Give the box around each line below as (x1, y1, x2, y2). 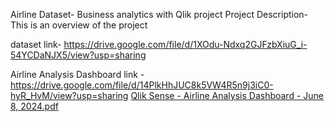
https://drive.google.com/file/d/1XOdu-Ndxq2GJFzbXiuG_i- (63, 39, 308, 50)
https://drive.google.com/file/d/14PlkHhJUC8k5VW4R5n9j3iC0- (10, 79, 274, 91)
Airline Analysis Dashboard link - (10, 69, 145, 80)
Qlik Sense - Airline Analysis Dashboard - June (130, 90, 324, 101)
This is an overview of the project (10, 19, 148, 31)
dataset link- (10, 39, 62, 50)
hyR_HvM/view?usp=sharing (10, 90, 129, 101)
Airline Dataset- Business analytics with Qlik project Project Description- (10, 9, 309, 20)
